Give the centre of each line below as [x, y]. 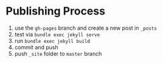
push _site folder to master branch [58, 53]
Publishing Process [56, 11]
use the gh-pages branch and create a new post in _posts [86, 28]
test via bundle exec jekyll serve [57, 34]
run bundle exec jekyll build [52, 41]
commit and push [36, 47]
